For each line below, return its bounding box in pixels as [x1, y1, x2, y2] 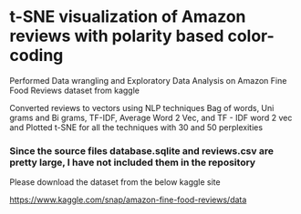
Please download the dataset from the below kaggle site [9, 177, 221, 188]
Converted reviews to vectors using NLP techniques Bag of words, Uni [9, 102, 275, 113]
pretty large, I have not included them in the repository [9, 156, 256, 168]
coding [9, 46, 64, 66]
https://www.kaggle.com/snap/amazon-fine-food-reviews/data [9, 194, 247, 206]
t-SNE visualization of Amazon [9, 6, 246, 27]
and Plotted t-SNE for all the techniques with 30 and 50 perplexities [9, 121, 263, 133]
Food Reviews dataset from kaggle [9, 85, 140, 96]
